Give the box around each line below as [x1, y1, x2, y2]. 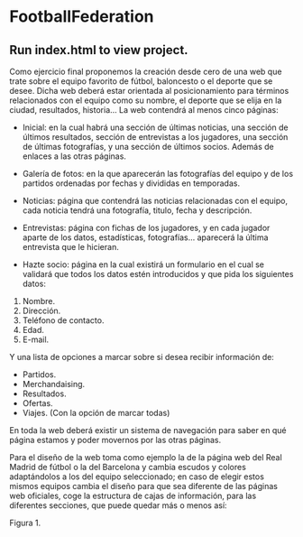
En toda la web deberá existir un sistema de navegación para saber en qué [9, 425, 287, 435]
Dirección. [22, 305, 61, 316]
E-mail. [22, 334, 50, 345]
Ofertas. [22, 398, 53, 408]
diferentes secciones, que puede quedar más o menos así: [9, 500, 227, 511]
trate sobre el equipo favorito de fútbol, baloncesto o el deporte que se [9, 76, 273, 87]
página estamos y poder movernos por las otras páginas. [9, 435, 222, 445]
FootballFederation [9, 6, 155, 27]
